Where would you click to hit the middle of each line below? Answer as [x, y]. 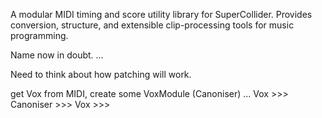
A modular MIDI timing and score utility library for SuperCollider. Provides [161, 14]
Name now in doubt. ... [57, 55]
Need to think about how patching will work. [101, 74]
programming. [39, 35]
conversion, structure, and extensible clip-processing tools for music [152, 25]
